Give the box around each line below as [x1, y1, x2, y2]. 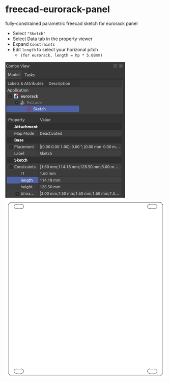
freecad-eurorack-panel [5, 4, 110, 15]
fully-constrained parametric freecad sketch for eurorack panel [5, 20, 138, 26]
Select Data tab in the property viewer [12, 36, 93, 42]
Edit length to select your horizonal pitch [12, 46, 98, 52]
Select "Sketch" [12, 30, 46, 36]
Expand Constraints [12, 41, 55, 47]
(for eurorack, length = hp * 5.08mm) [20, 52, 103, 58]
